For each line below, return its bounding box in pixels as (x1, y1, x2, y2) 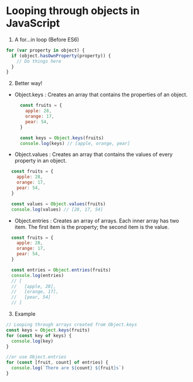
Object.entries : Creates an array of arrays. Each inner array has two (14, 217, 180, 224)
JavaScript (6, 16, 60, 30)
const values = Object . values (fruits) (11, 201, 106, 207)
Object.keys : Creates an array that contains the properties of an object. (14, 91, 188, 98)
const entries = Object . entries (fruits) (11, 267, 111, 273)
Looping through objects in (6, 4, 140, 18)
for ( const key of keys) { (6, 333, 72, 339)
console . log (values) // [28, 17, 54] (11, 207, 104, 212)
